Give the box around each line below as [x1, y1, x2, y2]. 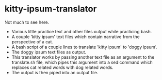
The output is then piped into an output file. [11, 69, 98, 75]
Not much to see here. [4, 19, 49, 25]
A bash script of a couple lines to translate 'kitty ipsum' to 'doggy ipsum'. [11, 44, 158, 50]
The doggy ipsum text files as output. [11, 49, 87, 55]
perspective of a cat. [11, 39, 53, 44]
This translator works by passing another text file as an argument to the [11, 54, 155, 60]
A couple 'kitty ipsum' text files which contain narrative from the [11, 34, 140, 40]
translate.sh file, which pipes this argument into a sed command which [11, 59, 153, 65]
